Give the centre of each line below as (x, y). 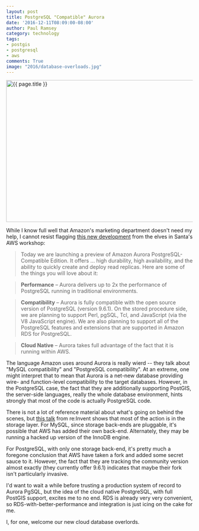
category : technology (33, 34)
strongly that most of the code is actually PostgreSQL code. (79, 401)
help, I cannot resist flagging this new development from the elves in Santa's (99, 237)
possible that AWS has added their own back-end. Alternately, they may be (98, 431)
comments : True (25, 61)
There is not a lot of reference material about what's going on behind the (95, 412)
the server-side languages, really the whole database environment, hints (94, 394)
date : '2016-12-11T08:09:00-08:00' (50, 22)
